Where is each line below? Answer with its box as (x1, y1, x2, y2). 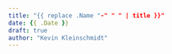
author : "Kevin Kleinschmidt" (8, 33, 109, 42)
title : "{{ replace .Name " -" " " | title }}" (8, 11, 165, 20)
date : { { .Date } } (8, 19, 69, 27)
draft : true (8, 26, 48, 34)
